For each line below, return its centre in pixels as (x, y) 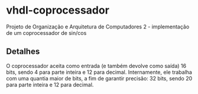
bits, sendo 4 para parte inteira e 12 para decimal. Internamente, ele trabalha (99, 72)
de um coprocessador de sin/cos (46, 33)
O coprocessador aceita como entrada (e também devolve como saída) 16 (96, 66)
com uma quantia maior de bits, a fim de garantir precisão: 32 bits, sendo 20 (99, 78)
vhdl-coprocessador (58, 10)
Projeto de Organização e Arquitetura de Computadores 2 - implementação (98, 27)
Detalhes (23, 52)
